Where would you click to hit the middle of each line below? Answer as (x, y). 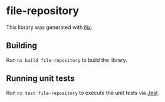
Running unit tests (40, 79)
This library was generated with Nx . (49, 27)
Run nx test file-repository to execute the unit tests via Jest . (83, 93)
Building (22, 46)
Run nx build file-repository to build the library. (67, 60)
